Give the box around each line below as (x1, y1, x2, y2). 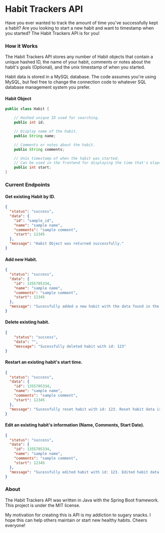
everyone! (5, 522, 26, 528)
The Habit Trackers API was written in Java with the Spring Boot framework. (5, 497, 159, 503)
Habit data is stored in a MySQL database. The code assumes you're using (5, 74, 156, 80)
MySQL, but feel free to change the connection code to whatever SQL (5, 79, 146, 85)
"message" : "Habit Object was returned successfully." (9, 241, 124, 246)
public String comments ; (14, 147, 65, 152)
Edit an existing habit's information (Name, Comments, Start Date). (5, 422, 145, 428)
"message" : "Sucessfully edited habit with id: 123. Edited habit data (9, 469, 160, 474)
